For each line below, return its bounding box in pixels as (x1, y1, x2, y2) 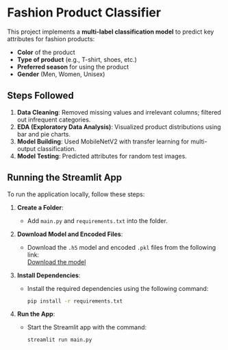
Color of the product (16, 48, 75, 56)
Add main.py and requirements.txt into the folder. (27, 216, 168, 224)
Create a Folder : (16, 203, 64, 211)
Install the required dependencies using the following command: (27, 284, 209, 292)
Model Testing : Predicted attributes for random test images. (16, 152, 187, 160)
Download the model (27, 257, 86, 266)
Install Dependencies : (16, 271, 81, 279)
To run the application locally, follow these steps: (7, 190, 145, 198)
